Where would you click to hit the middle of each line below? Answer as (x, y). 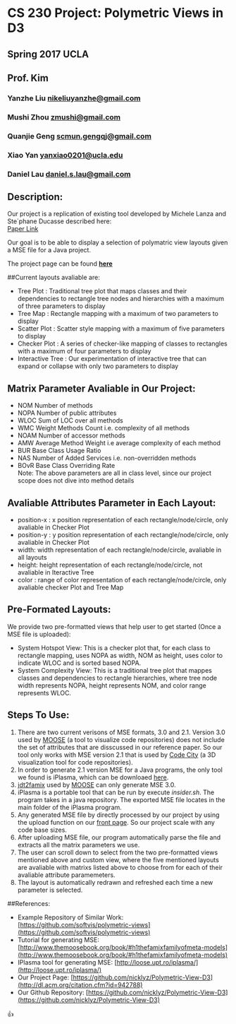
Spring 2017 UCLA (48, 54)
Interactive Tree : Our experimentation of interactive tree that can (112, 359)
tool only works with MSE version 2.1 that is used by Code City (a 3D (117, 755)
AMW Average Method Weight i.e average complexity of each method (119, 443)
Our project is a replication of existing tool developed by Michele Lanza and (117, 214)
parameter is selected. (50, 890)
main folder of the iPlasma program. (69, 807)
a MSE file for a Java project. (49, 250)
